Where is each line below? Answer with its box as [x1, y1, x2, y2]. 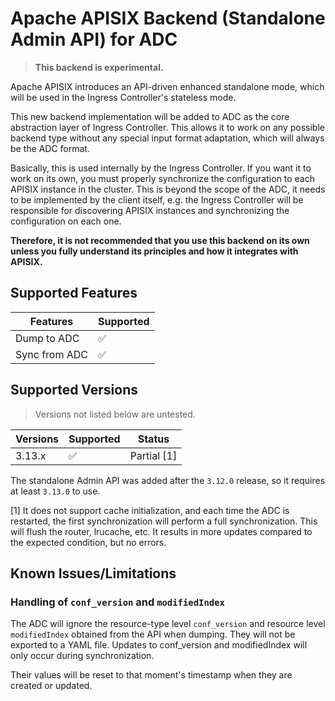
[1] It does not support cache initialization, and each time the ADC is [10, 504, 290, 516]
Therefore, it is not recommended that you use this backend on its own [10, 234, 310, 246]
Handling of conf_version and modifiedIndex [10, 595, 225, 609]
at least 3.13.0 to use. [10, 485, 101, 497]
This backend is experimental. [34, 61, 164, 73]
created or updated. [10, 680, 93, 692]
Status [137, 432, 170, 446]
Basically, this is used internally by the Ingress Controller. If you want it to [10, 162, 312, 174]
